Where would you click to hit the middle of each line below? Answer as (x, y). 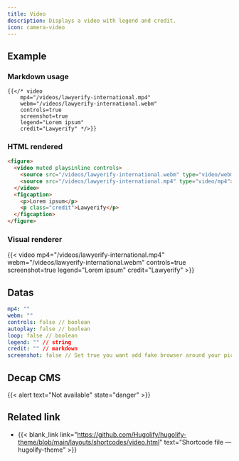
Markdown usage (38, 76)
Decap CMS (34, 378)
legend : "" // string (39, 342)
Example (27, 56)
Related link (34, 417)
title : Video (27, 14)
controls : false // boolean (49, 322)
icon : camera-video (36, 27)
